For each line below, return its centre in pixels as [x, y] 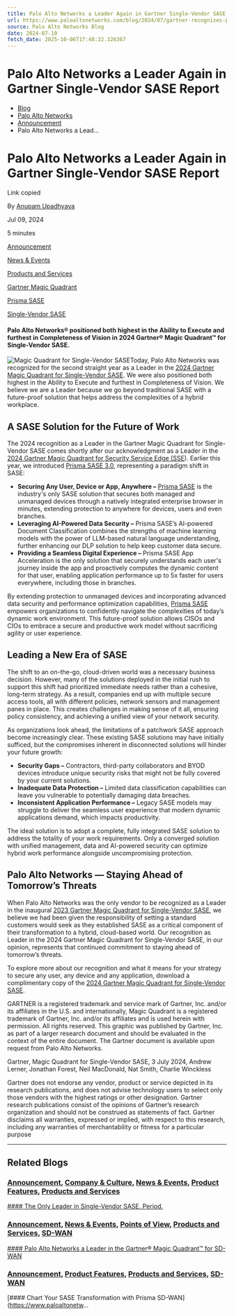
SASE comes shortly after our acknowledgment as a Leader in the [124, 451]
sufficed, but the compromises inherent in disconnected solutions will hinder [117, 744]
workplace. [23, 405]
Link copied [24, 193]
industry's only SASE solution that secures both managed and [106, 494]
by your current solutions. [54, 780]
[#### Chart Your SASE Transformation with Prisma [81, 1297]
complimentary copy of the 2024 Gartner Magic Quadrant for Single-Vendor [116, 982]
